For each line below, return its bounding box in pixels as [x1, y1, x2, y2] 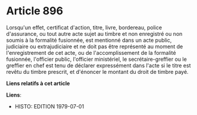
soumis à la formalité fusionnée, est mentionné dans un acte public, [6, 36, 172, 43]
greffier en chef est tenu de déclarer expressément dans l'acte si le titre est [6, 61, 191, 69]
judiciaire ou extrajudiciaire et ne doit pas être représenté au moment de [6, 43, 183, 50]
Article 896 [6, 4, 64, 18]
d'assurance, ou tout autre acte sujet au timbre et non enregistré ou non [6, 30, 183, 37]
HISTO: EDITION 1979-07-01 [14, 102, 85, 110]
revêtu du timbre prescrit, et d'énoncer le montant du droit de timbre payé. [6, 68, 189, 75]
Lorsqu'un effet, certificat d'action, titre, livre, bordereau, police [6, 24, 162, 31]
